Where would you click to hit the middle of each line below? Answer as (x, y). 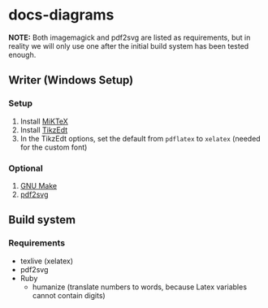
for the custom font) (54, 147)
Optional (26, 168)
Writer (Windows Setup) (71, 80)
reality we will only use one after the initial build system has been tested (129, 46)
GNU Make (39, 185)
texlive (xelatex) (47, 261)
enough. (22, 54)
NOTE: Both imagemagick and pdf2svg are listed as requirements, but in (130, 37)
